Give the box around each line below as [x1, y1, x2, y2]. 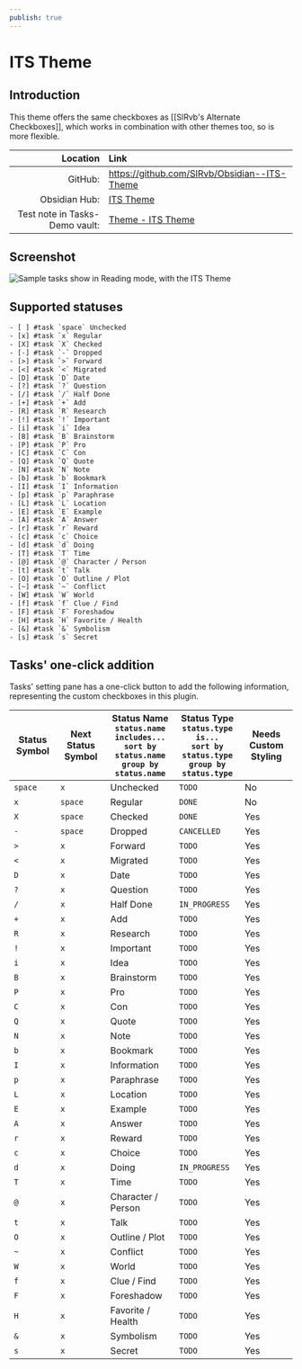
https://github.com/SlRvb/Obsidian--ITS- [108, 167, 287, 180]
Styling [250, 750, 282, 763]
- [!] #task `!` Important [9, 415, 111, 424]
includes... [114, 732, 166, 743]
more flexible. [9, 130, 60, 141]
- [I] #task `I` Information [9, 482, 119, 491]
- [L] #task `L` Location [9, 498, 106, 508]
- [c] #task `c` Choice [9, 532, 99, 541]
